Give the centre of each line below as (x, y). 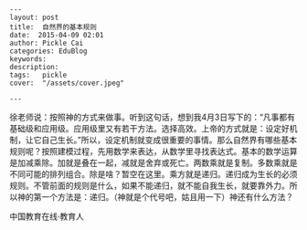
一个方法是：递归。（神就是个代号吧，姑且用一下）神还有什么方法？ (167, 197)
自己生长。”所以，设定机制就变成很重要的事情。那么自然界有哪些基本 (169, 140)
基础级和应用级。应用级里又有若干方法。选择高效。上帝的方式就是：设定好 (149, 128)
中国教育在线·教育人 (47, 216)
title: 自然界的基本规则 (53, 27)
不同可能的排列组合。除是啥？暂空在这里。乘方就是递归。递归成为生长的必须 (153, 174)
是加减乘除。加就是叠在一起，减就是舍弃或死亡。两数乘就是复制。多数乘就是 (153, 162)
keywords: (28, 59)
